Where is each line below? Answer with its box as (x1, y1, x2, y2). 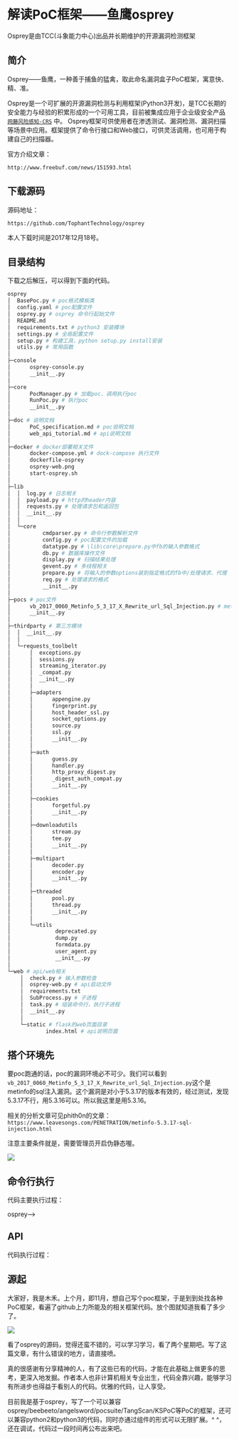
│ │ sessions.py (7, 656, 75, 663)
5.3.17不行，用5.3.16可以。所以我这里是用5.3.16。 (7, 1096, 151, 1105)
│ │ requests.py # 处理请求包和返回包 (7, 503, 119, 511)
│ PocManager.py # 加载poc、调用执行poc (7, 390, 137, 397)
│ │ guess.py (7, 755, 78, 763)
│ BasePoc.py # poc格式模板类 (7, 297, 95, 304)
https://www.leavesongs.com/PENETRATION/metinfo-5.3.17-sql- (7, 1119, 193, 1127)
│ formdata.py (7, 941, 91, 948)
